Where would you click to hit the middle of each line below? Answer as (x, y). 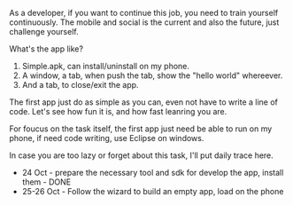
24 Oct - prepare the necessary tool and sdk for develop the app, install (153, 173)
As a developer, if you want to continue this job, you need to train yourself (144, 13)
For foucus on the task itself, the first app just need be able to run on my (141, 129)
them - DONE (46, 182)
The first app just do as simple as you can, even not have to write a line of (144, 102)
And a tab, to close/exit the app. (80, 85)
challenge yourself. (44, 32)
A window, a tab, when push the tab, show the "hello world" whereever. (152, 75)
